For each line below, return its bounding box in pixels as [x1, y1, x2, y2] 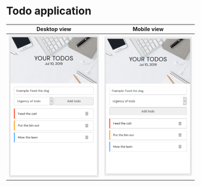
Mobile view [132, 26, 164, 33]
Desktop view [36, 26, 72, 33]
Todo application [6, 4, 92, 18]
